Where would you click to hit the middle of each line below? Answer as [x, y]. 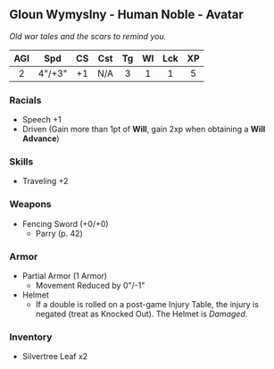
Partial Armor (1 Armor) [65, 276]
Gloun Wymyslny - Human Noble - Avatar [126, 15]
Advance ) [41, 138]
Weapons [30, 205]
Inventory [31, 337]
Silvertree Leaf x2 [55, 356]
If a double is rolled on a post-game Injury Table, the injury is [147, 304]
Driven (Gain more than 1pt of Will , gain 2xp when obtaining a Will [144, 130]
